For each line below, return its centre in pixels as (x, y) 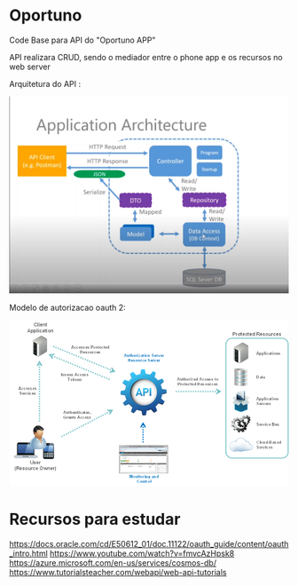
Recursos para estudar (95, 519)
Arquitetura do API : (45, 83)
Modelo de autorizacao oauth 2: (67, 307)
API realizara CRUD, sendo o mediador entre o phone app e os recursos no (146, 57)
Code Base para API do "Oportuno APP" (82, 40)
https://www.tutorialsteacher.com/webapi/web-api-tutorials (118, 572)
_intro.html (29, 553)
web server (30, 67)
